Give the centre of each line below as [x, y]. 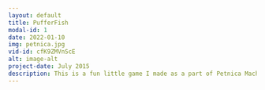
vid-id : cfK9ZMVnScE [42, 52]
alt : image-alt [33, 59]
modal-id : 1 [28, 30]
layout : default [35, 15]
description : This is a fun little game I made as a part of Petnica [125, 74]
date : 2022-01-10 [37, 37]
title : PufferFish [38, 23]
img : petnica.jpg [37, 45]
